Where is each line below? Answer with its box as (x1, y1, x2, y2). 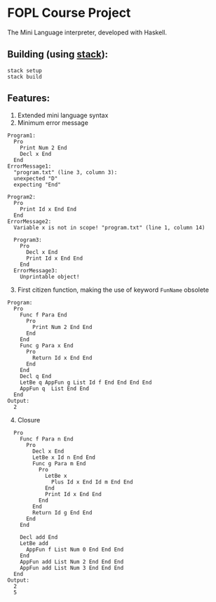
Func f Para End (20, 311, 68, 319)
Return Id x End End (32, 354, 93, 361)
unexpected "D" (13, 175, 58, 182)
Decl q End (20, 373, 52, 380)
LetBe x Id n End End (32, 454, 96, 461)
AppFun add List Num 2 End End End (20, 558, 124, 566)
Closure (17, 415, 41, 424)
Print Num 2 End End (32, 323, 93, 330)
